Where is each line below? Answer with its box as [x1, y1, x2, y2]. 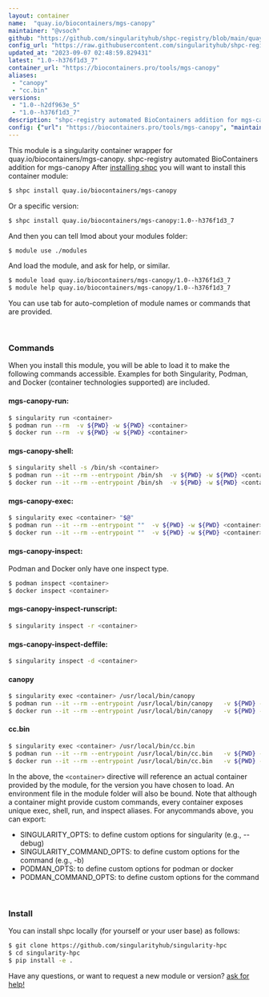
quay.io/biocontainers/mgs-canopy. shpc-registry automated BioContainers [8, 154, 259, 163]
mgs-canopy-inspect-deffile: [8, 639, 108, 649]
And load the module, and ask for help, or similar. [8, 261, 171, 271]
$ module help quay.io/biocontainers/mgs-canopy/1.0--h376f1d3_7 [8, 284, 231, 293]
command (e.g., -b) [19, 855, 85, 865]
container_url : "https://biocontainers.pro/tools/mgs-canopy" [8, 64, 220, 72]
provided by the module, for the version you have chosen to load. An [8, 780, 235, 789]
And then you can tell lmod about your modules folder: [8, 231, 188, 240]
